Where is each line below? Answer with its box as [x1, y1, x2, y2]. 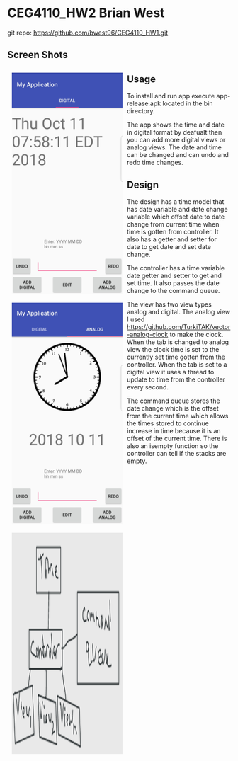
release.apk [127, 99, 161, 108]
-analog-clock [127, 330, 169, 338]
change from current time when [127, 219, 220, 228]
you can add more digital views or [127, 136, 226, 144]
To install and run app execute [127, 92, 215, 101]
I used [127, 315, 145, 324]
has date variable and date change [127, 205, 228, 213]
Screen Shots [7, 49, 69, 61]
